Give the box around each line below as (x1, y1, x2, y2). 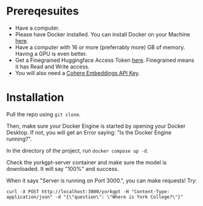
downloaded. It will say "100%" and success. (6, 165, 119, 172)
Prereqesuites (6, 4, 79, 18)
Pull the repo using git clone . (6, 110, 81, 118)
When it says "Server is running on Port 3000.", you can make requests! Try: (6, 177, 198, 184)
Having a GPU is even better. (15, 50, 88, 57)
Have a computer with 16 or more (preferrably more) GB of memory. (15, 44, 185, 51)
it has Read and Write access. (15, 62, 90, 70)
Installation (6, 91, 64, 104)
